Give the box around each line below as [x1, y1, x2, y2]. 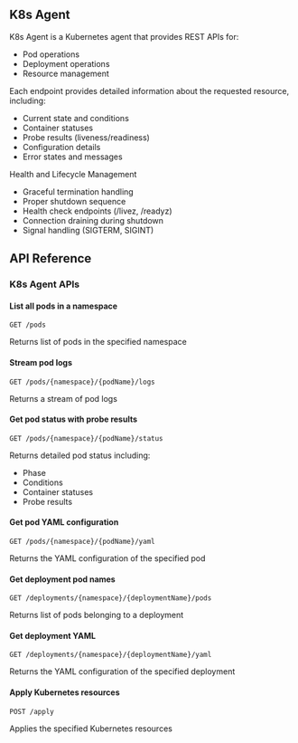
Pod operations [22, 49, 79, 60]
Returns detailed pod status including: [9, 450, 151, 461]
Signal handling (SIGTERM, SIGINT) [22, 224, 154, 235]
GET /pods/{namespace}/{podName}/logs [9, 377, 155, 386]
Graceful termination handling [22, 186, 134, 197]
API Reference [9, 251, 92, 266]
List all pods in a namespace [9, 300, 118, 311]
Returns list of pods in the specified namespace [9, 337, 187, 348]
